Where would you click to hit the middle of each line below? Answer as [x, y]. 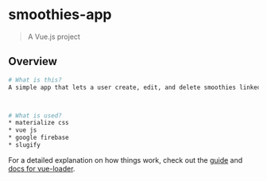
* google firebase [39, 138]
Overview [33, 62]
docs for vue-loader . [42, 168]
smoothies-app [60, 15]
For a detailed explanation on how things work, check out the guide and [126, 160]
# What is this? [35, 80]
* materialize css [39, 123]
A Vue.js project [54, 37]
